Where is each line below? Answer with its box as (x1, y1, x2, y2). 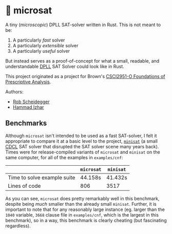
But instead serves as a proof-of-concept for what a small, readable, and (5, 57, 160, 64)
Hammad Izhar (12, 104, 44, 110)
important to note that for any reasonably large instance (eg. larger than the (5, 206, 165, 212)
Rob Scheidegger (12, 99, 50, 105)
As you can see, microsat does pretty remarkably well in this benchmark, (5, 195, 160, 202)
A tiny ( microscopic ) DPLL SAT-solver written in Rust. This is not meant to (5, 22, 161, 28)
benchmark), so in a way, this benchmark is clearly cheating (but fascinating (5, 217, 167, 223)
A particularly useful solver (12, 48, 70, 54)
